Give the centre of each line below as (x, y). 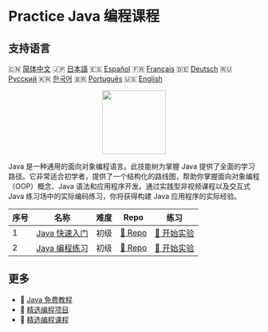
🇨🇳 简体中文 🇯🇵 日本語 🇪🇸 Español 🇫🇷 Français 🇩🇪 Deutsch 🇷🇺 (120, 69)
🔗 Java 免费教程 (46, 299)
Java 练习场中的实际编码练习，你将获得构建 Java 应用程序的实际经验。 (125, 196)
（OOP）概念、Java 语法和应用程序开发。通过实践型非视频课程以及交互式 (130, 186)
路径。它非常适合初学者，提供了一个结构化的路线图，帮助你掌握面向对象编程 (134, 176)
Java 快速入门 (63, 233)
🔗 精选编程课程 (44, 319)
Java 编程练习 (63, 248)
